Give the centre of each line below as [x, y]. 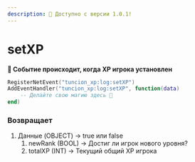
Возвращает [30, 120]
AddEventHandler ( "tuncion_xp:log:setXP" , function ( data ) [94, 89]
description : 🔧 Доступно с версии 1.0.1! [70, 14]
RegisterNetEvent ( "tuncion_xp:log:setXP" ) [71, 82]
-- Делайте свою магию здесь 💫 [67, 96]
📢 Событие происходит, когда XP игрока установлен [90, 69]
